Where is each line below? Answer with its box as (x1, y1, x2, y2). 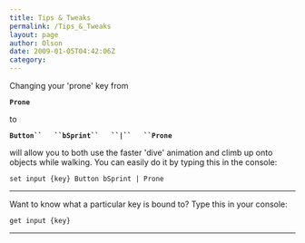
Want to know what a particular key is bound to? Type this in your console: (9, 199, 288, 209)
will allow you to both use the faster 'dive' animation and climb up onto (9, 147, 273, 158)
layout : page (9, 30, 59, 39)
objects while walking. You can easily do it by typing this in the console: (9, 157, 278, 168)
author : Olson (9, 38, 64, 48)
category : (9, 55, 47, 64)
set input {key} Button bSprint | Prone (9, 174, 165, 183)
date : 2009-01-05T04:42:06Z (9, 47, 116, 56)
